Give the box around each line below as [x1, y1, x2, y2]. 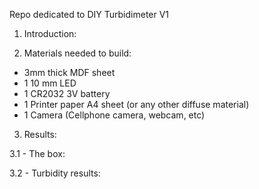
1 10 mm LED [23, 77, 77, 89]
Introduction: [23, 28, 77, 39]
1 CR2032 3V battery [23, 88, 111, 99]
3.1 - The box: [9, 148, 66, 159]
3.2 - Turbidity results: [9, 167, 101, 179]
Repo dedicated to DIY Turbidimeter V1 [9, 9, 170, 20]
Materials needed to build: [23, 47, 132, 59]
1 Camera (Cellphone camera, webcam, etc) [23, 109, 206, 121]
